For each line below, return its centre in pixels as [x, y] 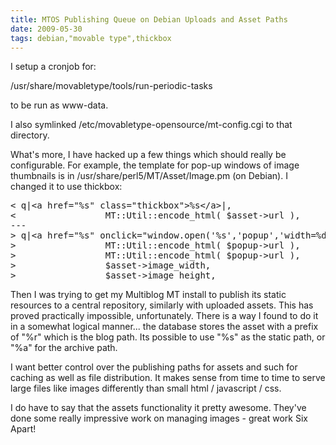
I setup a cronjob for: [53, 67]
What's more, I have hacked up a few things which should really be [148, 155]
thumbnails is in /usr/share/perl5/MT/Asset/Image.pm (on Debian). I [149, 176]
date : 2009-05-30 [46, 29]
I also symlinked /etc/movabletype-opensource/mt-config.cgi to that [151, 125]
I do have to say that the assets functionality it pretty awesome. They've [158, 408]
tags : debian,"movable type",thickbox [91, 38]
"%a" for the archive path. [64, 348]
